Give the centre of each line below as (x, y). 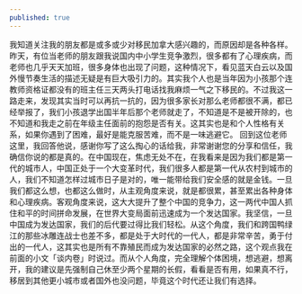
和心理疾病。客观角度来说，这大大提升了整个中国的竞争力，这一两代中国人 (147, 201)
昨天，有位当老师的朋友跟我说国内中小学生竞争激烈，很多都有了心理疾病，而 (151, 56)
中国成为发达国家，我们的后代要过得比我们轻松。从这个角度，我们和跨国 (143, 224)
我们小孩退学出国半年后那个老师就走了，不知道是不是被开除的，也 (170, 111)
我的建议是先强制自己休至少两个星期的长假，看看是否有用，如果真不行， (159, 269)
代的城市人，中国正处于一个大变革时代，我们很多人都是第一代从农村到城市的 (151, 168)
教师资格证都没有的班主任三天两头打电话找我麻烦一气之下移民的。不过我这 (147, 89)
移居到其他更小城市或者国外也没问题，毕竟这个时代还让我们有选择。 (135, 281)
